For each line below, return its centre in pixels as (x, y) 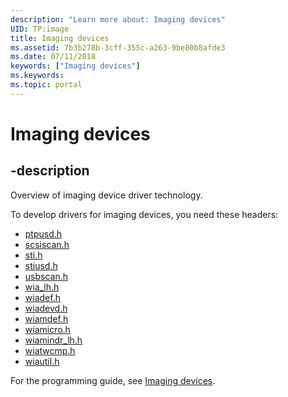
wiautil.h (42, 361)
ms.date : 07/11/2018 (53, 57)
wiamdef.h (46, 318)
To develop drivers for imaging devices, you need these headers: (144, 214)
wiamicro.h (47, 329)
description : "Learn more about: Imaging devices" (118, 19)
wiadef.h (42, 297)
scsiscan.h (47, 244)
